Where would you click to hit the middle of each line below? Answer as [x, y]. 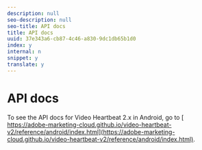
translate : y [26, 64]
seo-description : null [39, 20]
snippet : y [23, 58]
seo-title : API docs [37, 26]
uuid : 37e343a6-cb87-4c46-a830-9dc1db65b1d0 [72, 39]
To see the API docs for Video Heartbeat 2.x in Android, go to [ [96, 117]
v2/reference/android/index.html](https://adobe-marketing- [91, 132]
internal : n [24, 52]
